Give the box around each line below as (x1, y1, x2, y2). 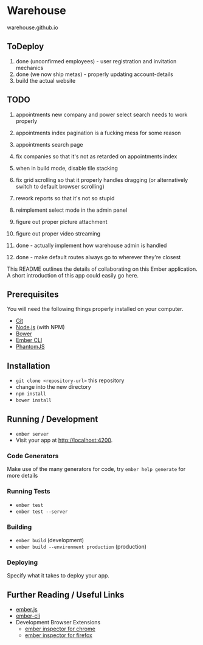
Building (7, 523, 32, 531)
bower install (15, 397, 52, 403)
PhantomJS (15, 343, 45, 350)
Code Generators (7, 451, 59, 460)
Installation (7, 360, 50, 371)
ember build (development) (15, 536, 84, 543)
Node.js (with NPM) (15, 324, 66, 331)
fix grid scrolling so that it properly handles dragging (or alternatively (15, 176, 188, 183)
